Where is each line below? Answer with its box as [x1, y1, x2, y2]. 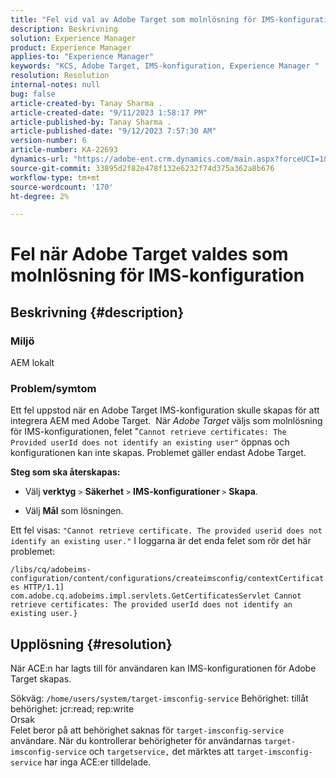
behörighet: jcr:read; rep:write [10, 703, 135, 715]
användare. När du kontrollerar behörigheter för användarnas [10, 735, 262, 747]
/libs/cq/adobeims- [10, 565, 92, 575]
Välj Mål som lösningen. [24, 505, 124, 517]
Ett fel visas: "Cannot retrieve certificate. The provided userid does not [10, 524, 323, 536]
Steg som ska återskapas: [10, 466, 121, 478]
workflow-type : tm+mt [10, 172, 101, 183]
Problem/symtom [10, 382, 97, 396]
